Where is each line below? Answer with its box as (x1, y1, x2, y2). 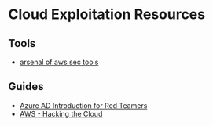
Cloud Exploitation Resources (8, 5, 206, 23)
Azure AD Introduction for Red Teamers (19, 100, 148, 110)
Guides (8, 80, 45, 93)
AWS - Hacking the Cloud (19, 109, 103, 118)
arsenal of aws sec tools (19, 57, 99, 67)
